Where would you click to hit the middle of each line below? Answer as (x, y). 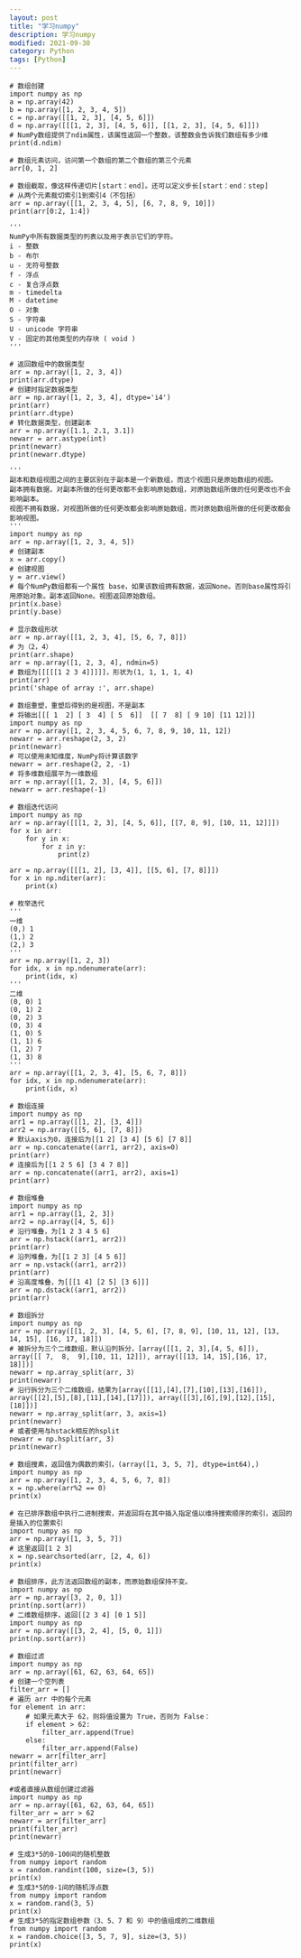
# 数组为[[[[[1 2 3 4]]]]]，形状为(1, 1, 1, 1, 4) (101, 673)
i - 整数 (24, 246)
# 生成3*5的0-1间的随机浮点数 (59, 1888)
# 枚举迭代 (27, 904)
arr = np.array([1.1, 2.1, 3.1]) (72, 431)
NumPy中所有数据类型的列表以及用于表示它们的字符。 (93, 237)
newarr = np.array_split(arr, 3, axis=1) (88, 1414)
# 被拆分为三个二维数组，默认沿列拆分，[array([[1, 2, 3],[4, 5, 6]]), (134, 1349)
